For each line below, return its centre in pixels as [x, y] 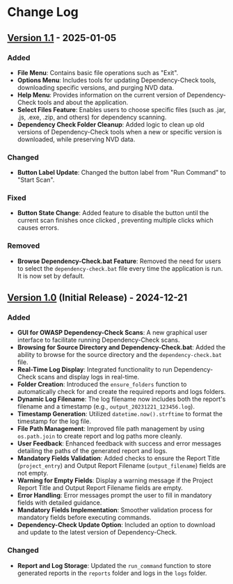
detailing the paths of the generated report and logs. [93, 451]
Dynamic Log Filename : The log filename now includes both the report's [121, 399]
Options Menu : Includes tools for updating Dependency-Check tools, [116, 80]
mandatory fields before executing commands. [84, 518]
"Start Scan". [36, 180]
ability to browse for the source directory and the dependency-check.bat [120, 355]
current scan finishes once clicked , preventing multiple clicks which [115, 221]
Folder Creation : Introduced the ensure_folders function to [102, 384]
